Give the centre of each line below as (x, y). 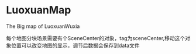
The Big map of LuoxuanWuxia (43, 26)
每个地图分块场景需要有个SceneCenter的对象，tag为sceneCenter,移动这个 (96, 38)
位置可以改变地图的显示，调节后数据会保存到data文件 (75, 45)
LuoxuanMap (39, 10)
